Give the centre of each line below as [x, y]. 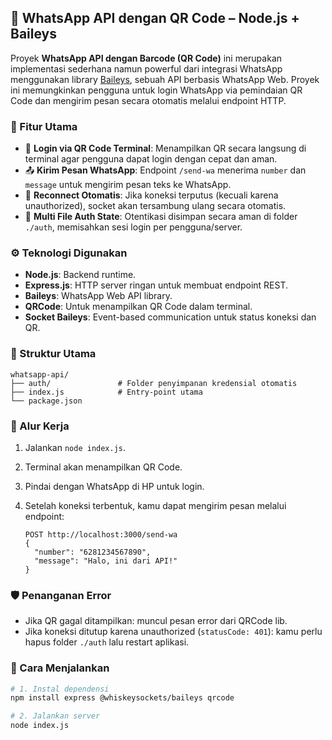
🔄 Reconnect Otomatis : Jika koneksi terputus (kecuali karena [151, 195]
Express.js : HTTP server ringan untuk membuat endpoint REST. [156, 285]
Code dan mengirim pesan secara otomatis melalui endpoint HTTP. [148, 100]
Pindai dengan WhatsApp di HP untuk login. [114, 486]
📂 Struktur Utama [53, 354]
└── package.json [46, 401]
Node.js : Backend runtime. [80, 275]
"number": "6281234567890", [93, 552]
